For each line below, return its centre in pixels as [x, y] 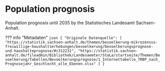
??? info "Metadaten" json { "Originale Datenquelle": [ [64, 37]
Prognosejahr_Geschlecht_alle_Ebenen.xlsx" [51, 64]
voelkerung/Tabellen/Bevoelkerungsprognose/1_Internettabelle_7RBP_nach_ [83, 59]
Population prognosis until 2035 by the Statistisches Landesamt [70, 23]
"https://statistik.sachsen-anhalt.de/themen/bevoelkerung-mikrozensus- [82, 42]
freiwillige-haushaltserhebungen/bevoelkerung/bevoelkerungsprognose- [79, 46]
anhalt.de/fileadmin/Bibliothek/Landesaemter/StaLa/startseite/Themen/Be [83, 55]
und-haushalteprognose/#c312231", [41, 51]
